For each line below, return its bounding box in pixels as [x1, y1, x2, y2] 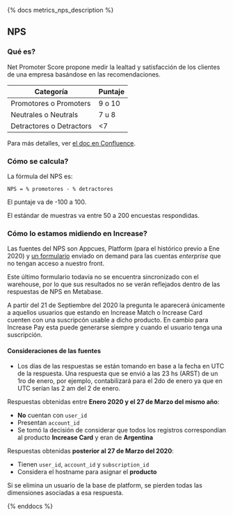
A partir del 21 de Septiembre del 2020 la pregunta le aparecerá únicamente [7, 301, 225, 309]
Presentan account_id [17, 419, 80, 427]
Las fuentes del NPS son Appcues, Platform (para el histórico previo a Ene [7, 244, 220, 253]
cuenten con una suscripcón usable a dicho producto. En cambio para [7, 316, 209, 325]
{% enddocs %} [7, 502, 54, 510]
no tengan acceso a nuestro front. [7, 259, 105, 267]
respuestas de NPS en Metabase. [7, 288, 103, 296]
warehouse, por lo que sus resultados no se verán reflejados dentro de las [7, 280, 220, 288]
